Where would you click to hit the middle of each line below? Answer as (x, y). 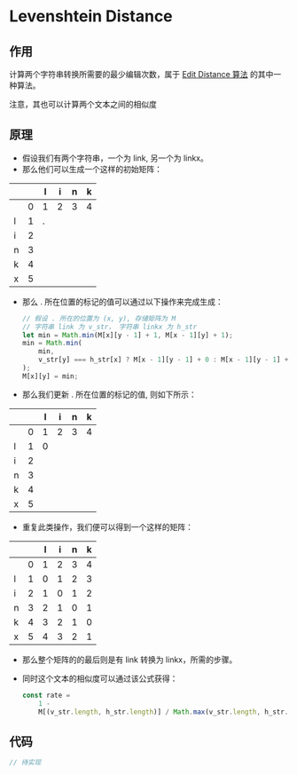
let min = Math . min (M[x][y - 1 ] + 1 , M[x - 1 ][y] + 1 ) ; (127, 335)
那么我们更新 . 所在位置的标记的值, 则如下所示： (109, 394)
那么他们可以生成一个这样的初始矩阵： (92, 169)
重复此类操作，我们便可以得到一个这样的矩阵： (107, 526)
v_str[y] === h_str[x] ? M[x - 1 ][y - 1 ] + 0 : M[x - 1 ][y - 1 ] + (164, 360)
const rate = (46, 695)
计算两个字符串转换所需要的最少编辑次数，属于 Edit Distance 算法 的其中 (141, 74)
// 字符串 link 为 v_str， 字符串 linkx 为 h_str (109, 327)
